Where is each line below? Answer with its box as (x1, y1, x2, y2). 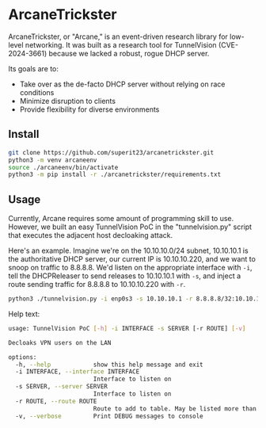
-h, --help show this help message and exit (15, 361, 203, 369)
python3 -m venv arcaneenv (8, 156, 97, 164)
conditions (19, 87, 55, 97)
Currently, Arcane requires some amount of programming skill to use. (8, 214, 234, 224)
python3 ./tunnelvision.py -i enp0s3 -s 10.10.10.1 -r (8, 295, 193, 303)
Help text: (8, 309, 40, 319)
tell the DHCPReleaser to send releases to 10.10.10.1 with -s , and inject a (8, 271, 241, 281)
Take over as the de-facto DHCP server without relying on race (19, 79, 226, 89)
